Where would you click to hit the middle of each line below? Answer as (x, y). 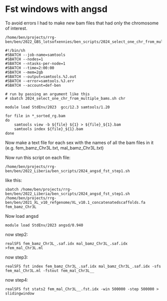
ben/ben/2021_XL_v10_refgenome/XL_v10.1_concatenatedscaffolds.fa (75, 202)
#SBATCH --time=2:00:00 (30, 68)
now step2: (17, 234)
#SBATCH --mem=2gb (24, 72)
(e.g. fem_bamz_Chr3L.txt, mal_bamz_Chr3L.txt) (54, 148)
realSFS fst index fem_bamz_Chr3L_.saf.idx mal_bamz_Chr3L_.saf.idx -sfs (83, 266)
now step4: (17, 280)
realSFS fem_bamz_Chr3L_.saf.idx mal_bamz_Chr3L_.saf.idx (66, 243)
